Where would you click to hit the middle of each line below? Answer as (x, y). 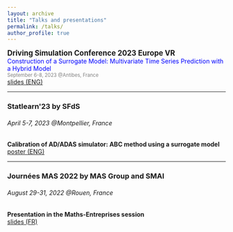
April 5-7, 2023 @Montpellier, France (60, 123)
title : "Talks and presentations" (57, 20)
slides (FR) (23, 222)
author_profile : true (38, 33)
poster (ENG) (26, 152)
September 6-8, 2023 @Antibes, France (53, 75)
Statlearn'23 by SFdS (44, 107)
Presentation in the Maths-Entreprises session (76, 214)
